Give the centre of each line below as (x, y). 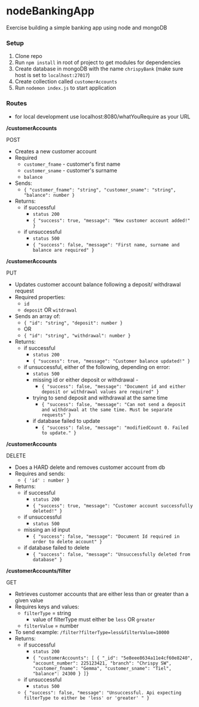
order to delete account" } (67, 542)
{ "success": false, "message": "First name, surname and (106, 245)
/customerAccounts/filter (39, 571)
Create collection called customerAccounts (66, 81)
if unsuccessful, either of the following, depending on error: (97, 367)
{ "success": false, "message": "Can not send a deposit (114, 404)
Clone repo (29, 56)
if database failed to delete (57, 547)
